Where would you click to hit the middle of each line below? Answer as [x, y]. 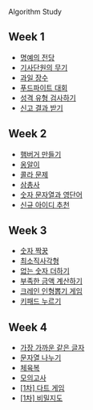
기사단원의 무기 [44, 67]
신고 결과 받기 [41, 107]
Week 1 [26, 37]
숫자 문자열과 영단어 [51, 195]
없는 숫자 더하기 [44, 271]
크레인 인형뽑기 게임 [51, 291]
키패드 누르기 [40, 301]
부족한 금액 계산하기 [51, 281]
